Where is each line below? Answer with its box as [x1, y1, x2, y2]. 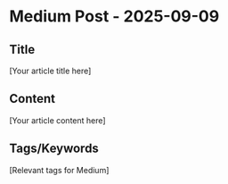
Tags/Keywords [9, 141, 100, 156]
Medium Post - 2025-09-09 [9, 6, 220, 27]
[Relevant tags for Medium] [9, 164, 110, 175]
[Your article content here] [9, 114, 106, 126]
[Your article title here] [9, 65, 92, 76]
